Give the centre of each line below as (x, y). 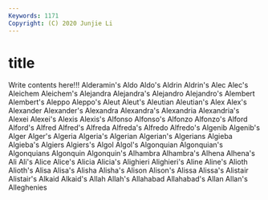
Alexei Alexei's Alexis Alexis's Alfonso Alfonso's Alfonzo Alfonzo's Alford (128, 119)
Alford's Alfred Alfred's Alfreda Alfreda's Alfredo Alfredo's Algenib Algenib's (134, 128)
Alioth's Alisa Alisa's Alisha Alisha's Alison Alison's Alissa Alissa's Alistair (128, 170)
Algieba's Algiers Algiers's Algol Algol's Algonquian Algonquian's (116, 145)
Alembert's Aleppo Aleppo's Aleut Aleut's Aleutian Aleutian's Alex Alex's (128, 102)
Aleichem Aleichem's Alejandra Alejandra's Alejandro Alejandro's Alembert (132, 94)
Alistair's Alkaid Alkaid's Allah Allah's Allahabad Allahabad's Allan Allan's (128, 179)
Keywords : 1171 (34, 16)
